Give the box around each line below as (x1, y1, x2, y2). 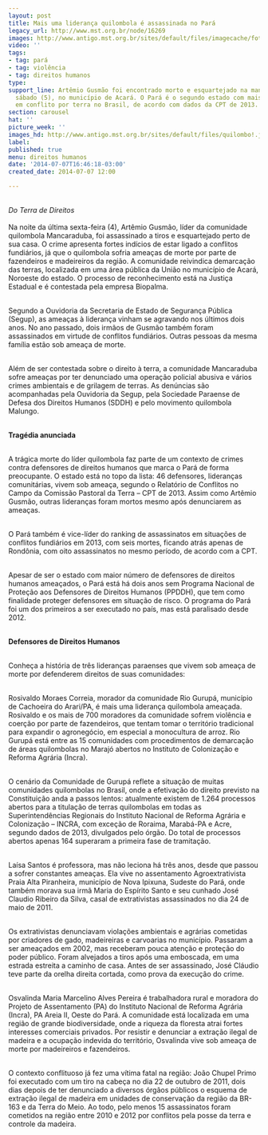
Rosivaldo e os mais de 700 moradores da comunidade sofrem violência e (8, 710, 252, 720)
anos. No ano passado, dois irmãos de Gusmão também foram (8, 323, 214, 332)
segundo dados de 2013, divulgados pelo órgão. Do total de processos (8, 828, 241, 837)
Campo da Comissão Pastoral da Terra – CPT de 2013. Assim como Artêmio (8, 489, 257, 498)
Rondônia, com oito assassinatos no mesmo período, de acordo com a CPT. (8, 546, 258, 556)
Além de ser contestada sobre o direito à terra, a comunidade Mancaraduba (8, 364, 258, 373)
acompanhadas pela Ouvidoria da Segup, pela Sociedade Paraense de (8, 390, 241, 398)
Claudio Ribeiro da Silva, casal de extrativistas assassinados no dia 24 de (8, 894, 250, 904)
